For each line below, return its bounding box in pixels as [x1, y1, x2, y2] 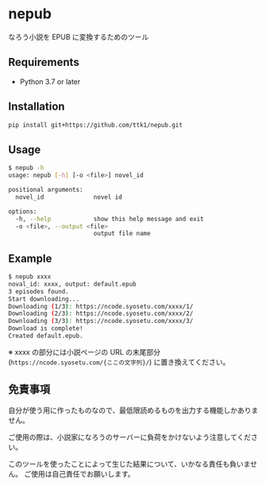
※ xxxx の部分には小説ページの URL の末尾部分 [8, 347, 161, 356]
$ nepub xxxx [8, 273, 52, 281]
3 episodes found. [8, 287, 69, 295]
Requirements [8, 56, 79, 69]
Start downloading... [8, 295, 80, 303]
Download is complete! [8, 325, 83, 332]
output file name [93, 230, 151, 238]
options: [8, 208, 37, 216]
